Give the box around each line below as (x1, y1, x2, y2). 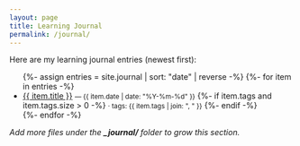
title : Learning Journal (9, 21, 103, 30)
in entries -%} (22, 82, 75, 92)
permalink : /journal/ (9, 30, 91, 39)
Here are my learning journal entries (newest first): (9, 55, 196, 65)
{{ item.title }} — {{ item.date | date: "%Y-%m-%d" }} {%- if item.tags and (22, 90, 272, 101)
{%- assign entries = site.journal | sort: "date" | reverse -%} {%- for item (22, 72, 292, 82)
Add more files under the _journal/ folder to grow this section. (9, 127, 241, 138)
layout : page (9, 13, 59, 22)
